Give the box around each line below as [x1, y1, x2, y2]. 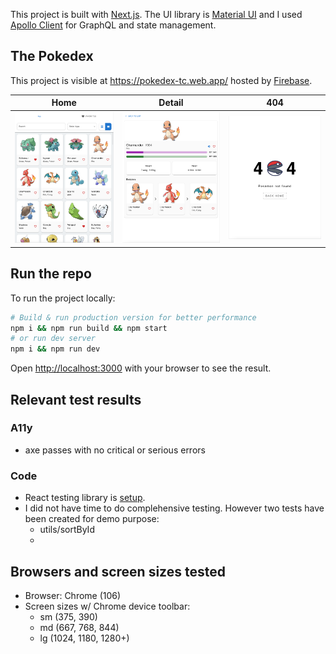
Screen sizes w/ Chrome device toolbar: [24, 600, 191, 612]
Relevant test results [10, 391, 142, 408]
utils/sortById [39, 524, 95, 536]
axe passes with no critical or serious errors [24, 444, 206, 456]
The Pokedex [10, 48, 94, 65]
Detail [158, 97, 184, 109]
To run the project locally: [10, 292, 116, 304]
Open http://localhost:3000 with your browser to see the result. [10, 362, 272, 374]
